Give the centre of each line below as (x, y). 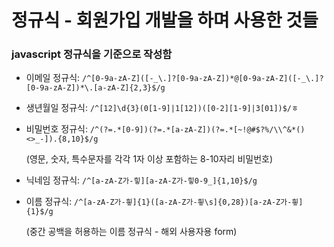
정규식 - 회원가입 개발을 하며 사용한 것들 (165, 20)
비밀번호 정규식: (56, 129)
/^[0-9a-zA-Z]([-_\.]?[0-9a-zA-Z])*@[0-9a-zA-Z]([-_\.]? (203, 79)
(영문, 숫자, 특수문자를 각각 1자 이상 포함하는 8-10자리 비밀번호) (149, 159)
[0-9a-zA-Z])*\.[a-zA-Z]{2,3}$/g (95, 88)
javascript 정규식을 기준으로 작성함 (92, 54)
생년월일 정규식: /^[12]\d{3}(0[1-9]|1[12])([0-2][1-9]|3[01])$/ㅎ (162, 108)
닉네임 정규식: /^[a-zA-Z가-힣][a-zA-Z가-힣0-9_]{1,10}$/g (141, 180)
